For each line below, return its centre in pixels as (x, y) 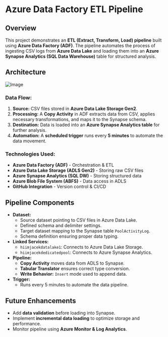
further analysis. (30, 130)
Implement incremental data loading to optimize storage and (76, 318)
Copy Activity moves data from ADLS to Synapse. (72, 263)
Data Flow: (18, 97)
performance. (27, 324)
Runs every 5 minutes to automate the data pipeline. (74, 285)
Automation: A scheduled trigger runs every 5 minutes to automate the (88, 136)
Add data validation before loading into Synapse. (64, 313)
